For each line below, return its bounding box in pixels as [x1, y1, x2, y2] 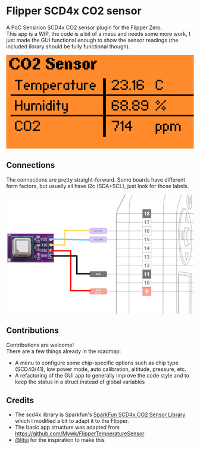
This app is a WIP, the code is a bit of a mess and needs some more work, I [6, 30, 190, 37]
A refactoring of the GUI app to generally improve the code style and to [14, 372, 189, 379]
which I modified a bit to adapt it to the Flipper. [14, 417, 129, 425]
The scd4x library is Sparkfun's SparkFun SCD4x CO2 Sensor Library [14, 411, 186, 418]
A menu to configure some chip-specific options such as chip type [14, 359, 179, 366]
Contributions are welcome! [6, 341, 74, 348]
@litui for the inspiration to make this [14, 436, 105, 444]
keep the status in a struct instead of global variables [14, 378, 145, 385]
